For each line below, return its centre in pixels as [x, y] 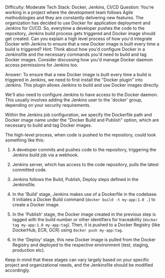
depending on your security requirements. [48, 105]
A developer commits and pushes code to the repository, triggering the [84, 150]
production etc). [29, 250]
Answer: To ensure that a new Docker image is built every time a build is [78, 74]
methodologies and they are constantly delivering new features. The [74, 18]
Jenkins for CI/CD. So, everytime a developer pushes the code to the [75, 28]
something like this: [25, 140]
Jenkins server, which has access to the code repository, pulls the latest [85, 164]
